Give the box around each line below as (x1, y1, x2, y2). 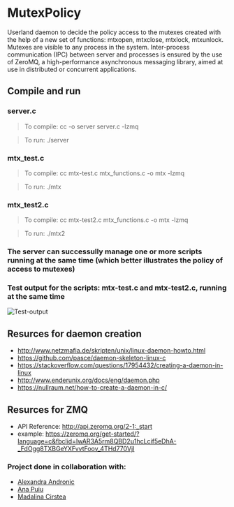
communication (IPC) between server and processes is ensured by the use (7, 50, 223, 59)
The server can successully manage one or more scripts (7, 247, 203, 256)
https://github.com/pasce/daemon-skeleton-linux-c (17, 354, 166, 362)
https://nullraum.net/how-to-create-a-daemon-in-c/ (17, 383, 168, 392)
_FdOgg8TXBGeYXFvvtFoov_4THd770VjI (17, 445, 135, 453)
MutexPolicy (7, 5, 82, 21)
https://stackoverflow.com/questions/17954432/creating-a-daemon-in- (17, 361, 224, 369)
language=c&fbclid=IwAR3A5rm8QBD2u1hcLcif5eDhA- (17, 437, 177, 446)
